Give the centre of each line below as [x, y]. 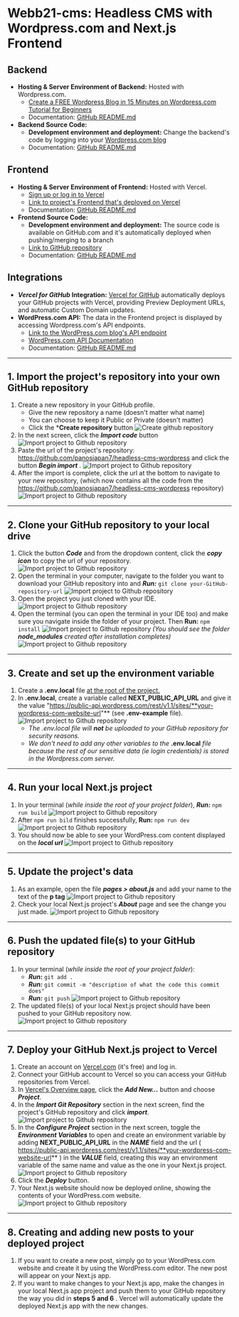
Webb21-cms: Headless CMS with [110, 13]
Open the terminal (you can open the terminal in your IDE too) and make [123, 614]
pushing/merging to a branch [71, 239]
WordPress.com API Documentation [81, 340]
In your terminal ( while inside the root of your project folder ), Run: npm [119, 805]
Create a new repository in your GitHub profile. [86, 405]
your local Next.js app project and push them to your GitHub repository [122, 1291]
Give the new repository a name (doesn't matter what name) [116, 413]
